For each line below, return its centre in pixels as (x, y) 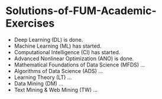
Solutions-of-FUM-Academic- (81, 11)
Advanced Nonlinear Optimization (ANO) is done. (74, 58)
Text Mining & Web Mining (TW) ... (56, 90)
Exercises (30, 23)
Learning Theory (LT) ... (43, 77)
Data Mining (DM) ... (38, 83)
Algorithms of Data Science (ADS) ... (58, 71)
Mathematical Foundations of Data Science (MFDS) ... (80, 65)
